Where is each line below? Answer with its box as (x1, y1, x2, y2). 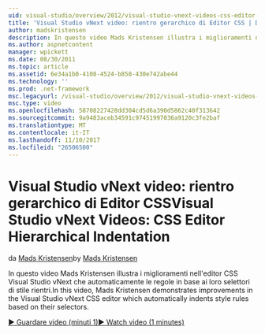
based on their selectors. (8, 302, 89, 312)
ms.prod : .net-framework (8, 84, 90, 93)
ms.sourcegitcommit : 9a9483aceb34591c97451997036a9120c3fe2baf (8, 114, 221, 122)
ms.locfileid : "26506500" (8, 143, 93, 151)
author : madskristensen (8, 26, 87, 34)
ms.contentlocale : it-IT (8, 128, 90, 136)
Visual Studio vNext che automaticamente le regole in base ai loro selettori (8, 277, 250, 287)
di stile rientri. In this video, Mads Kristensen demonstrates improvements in (8, 285, 253, 295)
